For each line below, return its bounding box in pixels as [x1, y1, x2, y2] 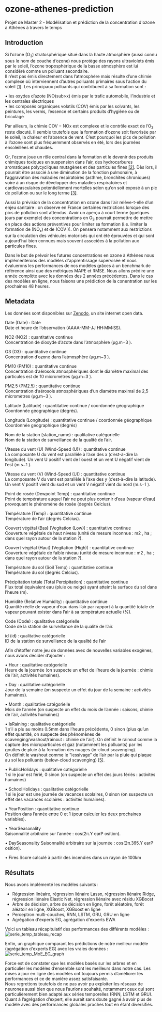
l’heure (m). [5, 589, 28, 595]
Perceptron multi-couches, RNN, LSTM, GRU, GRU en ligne [12, 911, 130, 917]
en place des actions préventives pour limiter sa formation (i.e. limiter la [5, 221, 147, 227]
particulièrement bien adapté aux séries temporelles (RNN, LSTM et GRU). [5, 991, 153, 997]
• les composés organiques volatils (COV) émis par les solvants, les [5, 103, 140, 109]
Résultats [5, 869, 35, 877]
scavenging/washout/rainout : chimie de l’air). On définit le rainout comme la [5, 736, 157, 742]
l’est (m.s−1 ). [5, 461, 32, 467]
